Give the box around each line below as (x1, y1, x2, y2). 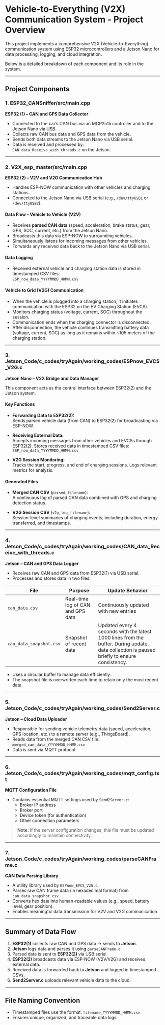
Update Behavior (108, 587, 148, 594)
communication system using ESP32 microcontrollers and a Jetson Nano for (5, 46, 160, 52)
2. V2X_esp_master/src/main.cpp (5, 164, 87, 171)
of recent (65, 640, 86, 647)
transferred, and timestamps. (12, 520, 71, 526)
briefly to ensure (98, 652, 136, 659)
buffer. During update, (98, 640, 149, 647)
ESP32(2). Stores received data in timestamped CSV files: (12, 443, 130, 449)
